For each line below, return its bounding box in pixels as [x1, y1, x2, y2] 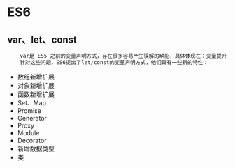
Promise [17, 106, 42, 115]
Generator [17, 114, 48, 122]
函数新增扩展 [17, 90, 55, 98]
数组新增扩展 [17, 72, 55, 81]
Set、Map [17, 98, 47, 107]
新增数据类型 [17, 144, 55, 153]
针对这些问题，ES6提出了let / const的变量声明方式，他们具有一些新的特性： [20, 59, 208, 66]
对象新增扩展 [17, 81, 55, 89]
